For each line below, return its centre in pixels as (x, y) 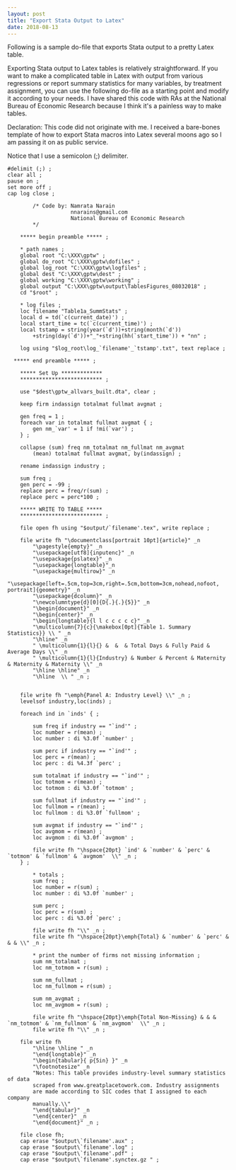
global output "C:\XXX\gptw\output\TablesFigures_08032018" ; (113, 287)
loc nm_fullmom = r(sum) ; (72, 987)
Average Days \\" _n (38, 652)
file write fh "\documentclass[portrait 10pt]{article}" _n (110, 541)
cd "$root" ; (39, 293)
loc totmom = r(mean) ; (67, 782)
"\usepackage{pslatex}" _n (72, 559)
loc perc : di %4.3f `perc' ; (77, 764)
